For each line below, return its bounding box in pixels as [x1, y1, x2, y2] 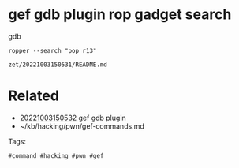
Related [8, 87, 59, 105]
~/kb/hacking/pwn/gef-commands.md [19, 121, 144, 131]
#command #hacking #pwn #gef [8, 151, 104, 159]
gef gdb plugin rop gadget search [8, 6, 232, 24]
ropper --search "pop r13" [8, 47, 97, 54]
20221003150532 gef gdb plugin [19, 113, 126, 122]
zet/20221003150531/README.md [8, 61, 108, 69]
